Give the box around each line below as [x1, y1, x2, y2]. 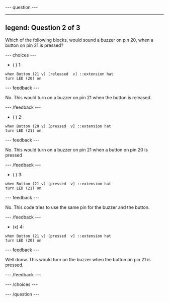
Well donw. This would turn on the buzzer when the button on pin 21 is [5, 256, 151, 262]
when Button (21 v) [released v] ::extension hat [5, 71, 114, 77]
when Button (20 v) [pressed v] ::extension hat [5, 123, 112, 129]
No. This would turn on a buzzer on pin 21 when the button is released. [5, 94, 152, 100]
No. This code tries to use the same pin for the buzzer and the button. [5, 204, 150, 210]
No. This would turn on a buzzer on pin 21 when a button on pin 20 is [5, 146, 148, 153]
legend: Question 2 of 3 [5, 24, 80, 32]
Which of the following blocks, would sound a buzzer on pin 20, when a [5, 37, 153, 43]
